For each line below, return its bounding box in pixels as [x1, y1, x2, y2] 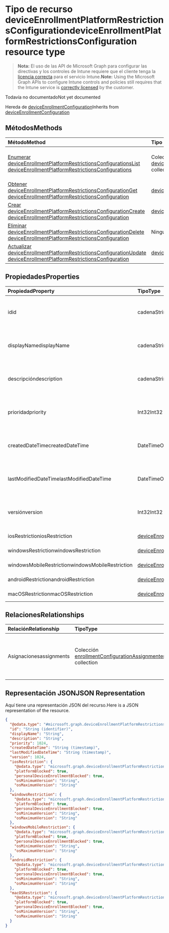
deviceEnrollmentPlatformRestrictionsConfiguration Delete [8, 228, 144, 235]
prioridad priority [8, 409, 47, 416]
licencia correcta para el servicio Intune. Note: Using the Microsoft [17, 73, 155, 80]
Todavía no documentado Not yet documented [5, 94, 101, 100]
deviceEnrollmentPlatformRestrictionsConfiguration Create [8, 207, 145, 214]
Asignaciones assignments [8, 653, 70, 660]
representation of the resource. [5, 708, 70, 714]
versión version [8, 508, 43, 515]
